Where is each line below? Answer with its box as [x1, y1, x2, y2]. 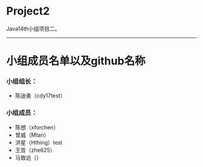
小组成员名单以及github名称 [6, 54, 146, 68]
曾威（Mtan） [14, 131, 50, 139]
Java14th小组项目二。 [6, 25, 60, 32]
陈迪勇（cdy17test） [14, 92, 66, 99]
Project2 [6, 4, 50, 18]
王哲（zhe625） [14, 146, 56, 154]
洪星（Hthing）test [14, 139, 63, 146]
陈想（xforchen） [14, 123, 59, 131]
